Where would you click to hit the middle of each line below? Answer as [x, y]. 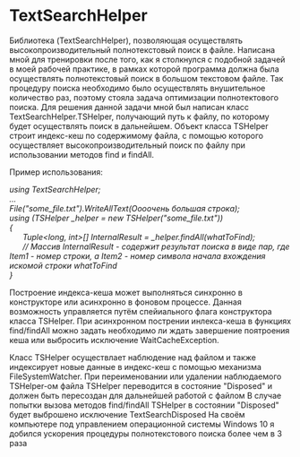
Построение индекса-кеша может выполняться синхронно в [126, 292]
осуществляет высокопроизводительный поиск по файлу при [128, 145]
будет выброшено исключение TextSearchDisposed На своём [127, 414]
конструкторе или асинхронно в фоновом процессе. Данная [125, 302]
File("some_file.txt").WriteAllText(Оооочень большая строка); [124, 208]
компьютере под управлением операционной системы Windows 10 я [142, 424]
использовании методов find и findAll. [82, 154]
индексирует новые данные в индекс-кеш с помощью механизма [136, 366]
